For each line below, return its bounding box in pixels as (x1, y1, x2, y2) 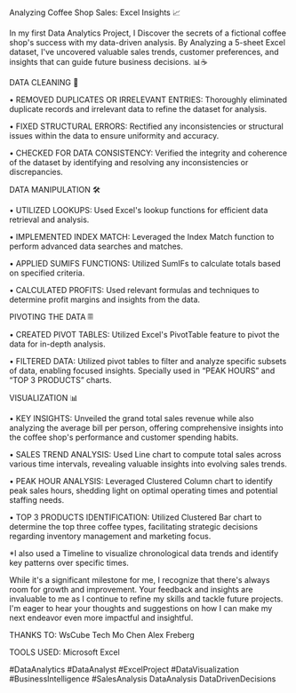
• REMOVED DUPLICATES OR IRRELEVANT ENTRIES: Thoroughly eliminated (9, 94, 287, 105)
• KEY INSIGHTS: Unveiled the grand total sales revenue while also (9, 413, 254, 424)
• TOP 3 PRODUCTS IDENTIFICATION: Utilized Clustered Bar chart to (9, 512, 262, 522)
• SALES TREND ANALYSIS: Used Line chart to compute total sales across (9, 450, 282, 459)
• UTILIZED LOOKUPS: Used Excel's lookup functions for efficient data (9, 205, 268, 215)
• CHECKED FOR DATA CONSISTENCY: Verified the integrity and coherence (9, 147, 287, 158)
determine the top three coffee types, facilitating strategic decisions (9, 522, 259, 531)
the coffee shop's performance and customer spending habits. (9, 432, 239, 442)
